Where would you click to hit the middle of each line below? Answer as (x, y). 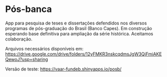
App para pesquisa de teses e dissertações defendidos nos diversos (76, 23)
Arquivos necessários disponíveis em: (44, 48)
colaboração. (19, 39)
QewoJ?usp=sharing (27, 59)
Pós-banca (29, 9)
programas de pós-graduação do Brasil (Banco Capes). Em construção (78, 28)
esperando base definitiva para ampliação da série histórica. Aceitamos (79, 33)
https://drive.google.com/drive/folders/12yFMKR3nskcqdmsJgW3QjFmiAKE (83, 54)
